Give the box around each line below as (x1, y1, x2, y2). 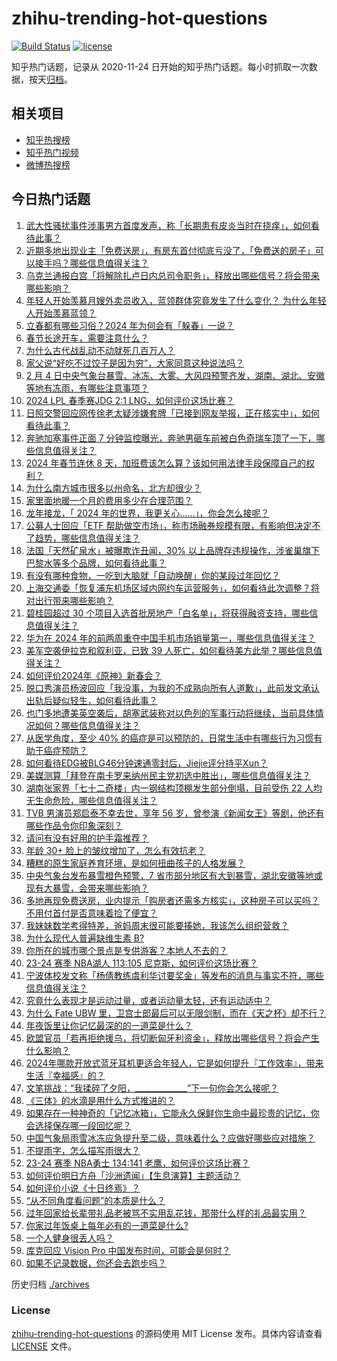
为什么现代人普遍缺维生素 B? (25, 932, 145, 944)
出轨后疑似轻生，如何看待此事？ (25, 694, 158, 706)
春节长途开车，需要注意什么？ (25, 332, 149, 344)
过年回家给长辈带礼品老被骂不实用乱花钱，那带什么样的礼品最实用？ (25, 1207, 307, 1219)
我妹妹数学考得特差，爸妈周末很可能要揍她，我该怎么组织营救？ (25, 919, 289, 931)
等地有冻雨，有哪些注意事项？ (25, 382, 149, 394)
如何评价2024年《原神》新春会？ (25, 669, 163, 681)
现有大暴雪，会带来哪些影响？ (25, 882, 149, 894)
